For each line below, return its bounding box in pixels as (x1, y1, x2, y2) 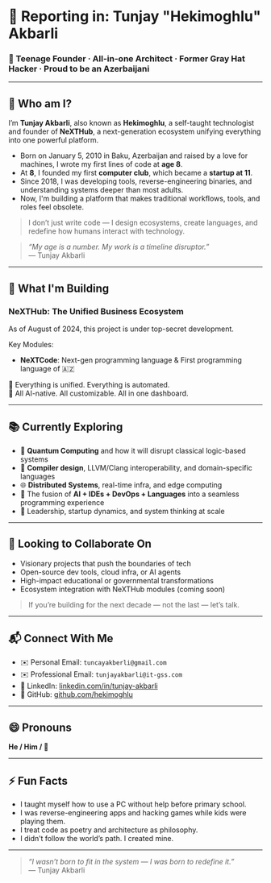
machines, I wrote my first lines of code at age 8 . (19, 160, 183, 169)
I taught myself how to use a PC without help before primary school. (19, 799, 247, 809)
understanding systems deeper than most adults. (19, 185, 184, 195)
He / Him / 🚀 (8, 742, 49, 752)
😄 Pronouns (8, 720, 73, 734)
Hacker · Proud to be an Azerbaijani (8, 64, 150, 75)
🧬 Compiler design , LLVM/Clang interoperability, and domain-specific (19, 462, 252, 472)
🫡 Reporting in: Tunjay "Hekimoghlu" (8, 7, 261, 26)
